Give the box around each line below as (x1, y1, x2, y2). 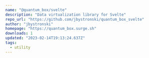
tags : (5, 40, 17, 45)
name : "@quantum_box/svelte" (5, 7, 67, 13)
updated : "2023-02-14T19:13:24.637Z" (5, 36, 85, 41)
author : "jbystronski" (5, 21, 53, 27)
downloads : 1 (5, 31, 33, 36)
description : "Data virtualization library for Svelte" (5, 12, 126, 17)
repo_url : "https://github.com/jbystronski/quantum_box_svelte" (5, 17, 144, 22)
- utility (10, 45, 31, 50)
